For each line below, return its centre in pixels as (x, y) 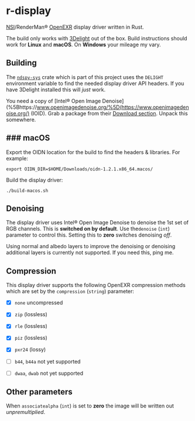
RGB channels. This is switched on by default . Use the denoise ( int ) (88, 229)
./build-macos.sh (27, 191)
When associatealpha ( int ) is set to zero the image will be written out (90, 406)
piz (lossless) (31, 338)
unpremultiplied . (26, 412)
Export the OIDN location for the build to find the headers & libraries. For (93, 152)
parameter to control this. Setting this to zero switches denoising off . (89, 235)
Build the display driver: (35, 180)
